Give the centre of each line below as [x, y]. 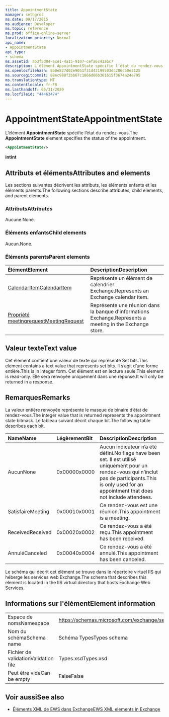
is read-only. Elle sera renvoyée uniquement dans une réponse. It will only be [84, 376]
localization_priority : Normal [38, 38]
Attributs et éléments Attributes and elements [78, 173]
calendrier [102, 284]
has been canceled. [123, 559]
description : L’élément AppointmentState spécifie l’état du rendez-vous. [85, 66]
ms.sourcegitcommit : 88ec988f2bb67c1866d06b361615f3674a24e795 [73, 75]
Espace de [20, 617]
